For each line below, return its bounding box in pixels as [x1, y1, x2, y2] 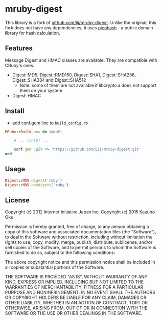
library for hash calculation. [5, 30, 60, 36]
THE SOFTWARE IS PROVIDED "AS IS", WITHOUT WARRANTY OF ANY [5, 274, 148, 280]
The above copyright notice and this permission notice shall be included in [5, 259, 155, 265]
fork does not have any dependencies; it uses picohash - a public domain [5, 24, 153, 30]
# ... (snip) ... [14, 138, 49, 143]
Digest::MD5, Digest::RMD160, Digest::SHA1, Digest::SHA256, [12, 72, 136, 78]
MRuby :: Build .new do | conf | [5, 129, 63, 134]
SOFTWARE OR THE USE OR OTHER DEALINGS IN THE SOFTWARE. [5, 310, 142, 316]
